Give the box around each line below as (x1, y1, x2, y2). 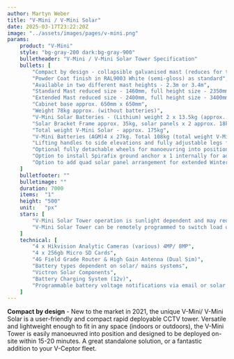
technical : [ (19, 237, 58, 244)
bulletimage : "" (19, 178, 68, 185)
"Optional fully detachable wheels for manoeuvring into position (32, 146, 229, 153)
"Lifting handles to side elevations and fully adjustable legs (32, 140, 223, 147)
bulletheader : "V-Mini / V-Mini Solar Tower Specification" (19, 56, 198, 63)
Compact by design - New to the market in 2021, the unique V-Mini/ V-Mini (7, 308, 224, 316)
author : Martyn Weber (7, 10, 70, 17)
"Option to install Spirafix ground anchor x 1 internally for (32, 152, 219, 160)
